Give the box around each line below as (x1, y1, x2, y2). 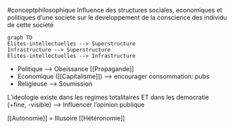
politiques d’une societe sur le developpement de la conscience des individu (7, 13, 227, 22)
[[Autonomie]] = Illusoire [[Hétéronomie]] (7, 114, 126, 122)
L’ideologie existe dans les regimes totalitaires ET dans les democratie (7, 93, 210, 101)
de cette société (7, 21, 54, 29)
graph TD (7, 34, 33, 41)
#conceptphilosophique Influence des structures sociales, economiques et (7, 6, 223, 14)
